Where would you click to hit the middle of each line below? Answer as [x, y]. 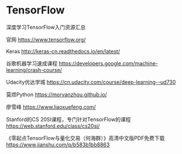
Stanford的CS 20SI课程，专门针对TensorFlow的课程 [68, 119]
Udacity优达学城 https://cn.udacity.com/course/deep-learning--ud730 [91, 82]
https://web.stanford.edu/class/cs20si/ [53, 126]
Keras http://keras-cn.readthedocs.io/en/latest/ [63, 51]
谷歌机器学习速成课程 [32, 63]
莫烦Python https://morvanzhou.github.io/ [56, 94]
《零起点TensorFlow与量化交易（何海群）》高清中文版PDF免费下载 [85, 138]
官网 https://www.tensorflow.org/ [46, 39]
